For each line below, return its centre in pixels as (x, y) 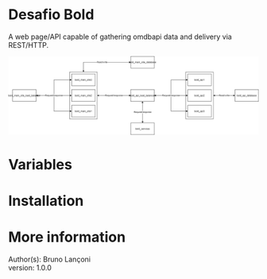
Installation (46, 201)
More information (67, 237)
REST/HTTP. (29, 45)
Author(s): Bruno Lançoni (50, 259)
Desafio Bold (51, 15)
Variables (41, 164)
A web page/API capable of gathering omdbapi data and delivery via (120, 37)
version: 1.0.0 (30, 267)
